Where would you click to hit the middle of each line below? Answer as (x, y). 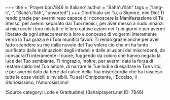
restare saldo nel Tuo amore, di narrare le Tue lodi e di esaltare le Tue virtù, (84, 66)
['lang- (156, 7)
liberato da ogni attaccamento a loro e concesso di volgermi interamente (81, 34)
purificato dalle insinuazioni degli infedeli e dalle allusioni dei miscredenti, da (85, 50)
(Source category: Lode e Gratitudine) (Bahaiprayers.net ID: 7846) (74, 92)
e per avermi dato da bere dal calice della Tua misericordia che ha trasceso (84, 72)
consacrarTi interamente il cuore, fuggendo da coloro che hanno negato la (83, 56)
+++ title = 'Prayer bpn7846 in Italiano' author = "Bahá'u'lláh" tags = (77, 7)
